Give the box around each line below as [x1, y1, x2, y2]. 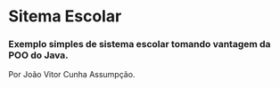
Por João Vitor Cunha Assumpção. [8, 69, 136, 80]
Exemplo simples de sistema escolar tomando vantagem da [8, 38, 271, 51]
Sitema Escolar [8, 6, 122, 27]
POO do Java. [8, 49, 69, 61]
